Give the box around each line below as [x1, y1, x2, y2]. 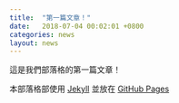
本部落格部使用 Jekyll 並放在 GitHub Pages [9, 83, 170, 95]
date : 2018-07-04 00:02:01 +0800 [9, 22, 144, 31]
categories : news [9, 30, 75, 39]
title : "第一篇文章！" [9, 13, 91, 23]
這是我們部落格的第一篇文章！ [9, 64, 121, 75]
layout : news [9, 38, 59, 48]
